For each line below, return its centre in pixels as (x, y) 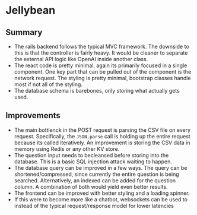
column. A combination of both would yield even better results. (91, 186)
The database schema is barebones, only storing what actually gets (97, 91)
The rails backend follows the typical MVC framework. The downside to (101, 46)
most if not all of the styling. (48, 84)
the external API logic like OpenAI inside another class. (81, 59)
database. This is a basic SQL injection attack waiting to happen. (93, 162)
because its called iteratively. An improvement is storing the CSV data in (102, 143)
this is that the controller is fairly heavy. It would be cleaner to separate (101, 53)
